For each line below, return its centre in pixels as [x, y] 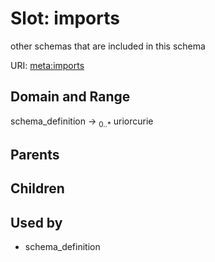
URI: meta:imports [47, 65]
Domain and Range [70, 97]
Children [37, 188]
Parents [35, 154]
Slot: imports [65, 18]
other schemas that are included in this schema [108, 46]
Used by [36, 222]
